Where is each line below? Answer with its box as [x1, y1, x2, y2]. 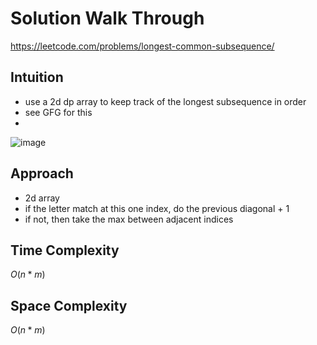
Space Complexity [10, 297, 128, 314]
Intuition [10, 69, 64, 86]
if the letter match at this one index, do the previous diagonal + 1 [24, 202, 290, 214]
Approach [10, 165, 74, 182]
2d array [24, 192, 60, 204]
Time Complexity [10, 242, 120, 259]
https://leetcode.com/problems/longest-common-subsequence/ [10, 40, 275, 52]
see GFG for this [24, 106, 93, 118]
